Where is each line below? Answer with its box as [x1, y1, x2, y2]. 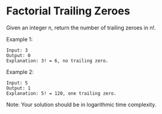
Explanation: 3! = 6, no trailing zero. [6, 58, 109, 64]
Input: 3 [6, 47, 28, 53]
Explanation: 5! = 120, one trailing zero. [6, 90, 117, 97]
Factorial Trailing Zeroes [6, 4, 130, 18]
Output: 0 [6, 52, 31, 58]
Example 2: [6, 68, 34, 76]
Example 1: [6, 35, 33, 43]
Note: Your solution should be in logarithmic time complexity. [6, 101, 157, 108]
